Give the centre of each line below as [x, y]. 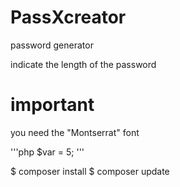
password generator [52, 45]
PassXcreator [68, 17]
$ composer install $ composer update [90, 171]
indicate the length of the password [83, 64]
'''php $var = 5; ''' [47, 152]
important [52, 105]
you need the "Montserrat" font [75, 132]
